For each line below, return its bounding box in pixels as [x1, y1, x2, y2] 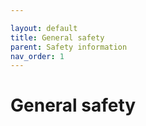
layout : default [10, 23, 78, 33]
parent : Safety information [10, 42, 128, 52]
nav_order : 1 [10, 51, 65, 61]
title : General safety [10, 32, 105, 43]
